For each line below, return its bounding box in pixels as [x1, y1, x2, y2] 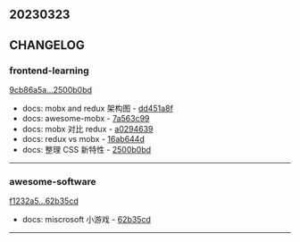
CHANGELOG [9, 38, 85, 53]
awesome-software [9, 176, 96, 188]
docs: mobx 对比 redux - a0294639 [21, 124, 154, 135]
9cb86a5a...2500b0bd [9, 85, 92, 96]
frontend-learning [9, 64, 89, 77]
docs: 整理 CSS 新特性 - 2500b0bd [21, 145, 152, 155]
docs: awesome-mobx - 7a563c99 [21, 113, 150, 124]
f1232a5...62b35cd [9, 196, 79, 206]
